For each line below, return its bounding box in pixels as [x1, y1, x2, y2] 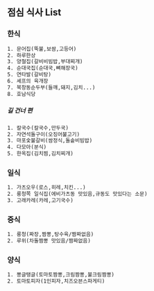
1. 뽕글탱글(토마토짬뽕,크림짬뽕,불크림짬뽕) [7, 272, 115, 278]
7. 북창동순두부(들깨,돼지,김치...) [7, 84, 96, 91]
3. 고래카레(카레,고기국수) [7, 197, 74, 204]
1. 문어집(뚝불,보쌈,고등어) [7, 45, 77, 52]
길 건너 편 [7, 106, 33, 115]
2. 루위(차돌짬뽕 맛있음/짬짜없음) [7, 238, 92, 244]
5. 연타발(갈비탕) [7, 72, 52, 78]
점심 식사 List [7, 6, 62, 19]
